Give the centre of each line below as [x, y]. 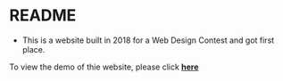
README [43, 16]
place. [33, 49]
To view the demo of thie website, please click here [104, 67]
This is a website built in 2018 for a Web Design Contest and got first [148, 40]
